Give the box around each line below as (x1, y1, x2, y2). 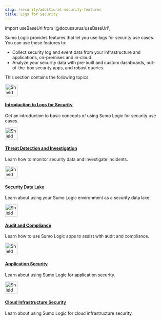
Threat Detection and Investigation (5, 145, 77, 151)
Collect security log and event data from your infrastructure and (12, 49, 141, 55)
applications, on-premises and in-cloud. (12, 54, 93, 60)
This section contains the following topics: (5, 74, 90, 80)
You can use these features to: (5, 40, 67, 45)
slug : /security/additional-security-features (5, 7, 101, 12)
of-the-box (12, 64, 35, 71)
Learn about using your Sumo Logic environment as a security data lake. (5, 195, 151, 201)
